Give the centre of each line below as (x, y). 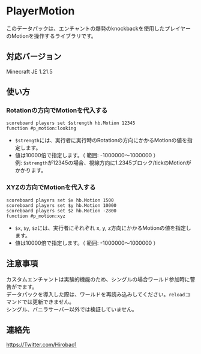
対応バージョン (34, 57)
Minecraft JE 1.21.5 (29, 71)
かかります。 (31, 170)
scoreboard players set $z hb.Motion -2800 (61, 211)
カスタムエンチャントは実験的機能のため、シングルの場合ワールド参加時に (98, 279)
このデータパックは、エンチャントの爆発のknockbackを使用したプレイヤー (98, 28)
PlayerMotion (40, 11)
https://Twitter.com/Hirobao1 (41, 345)
